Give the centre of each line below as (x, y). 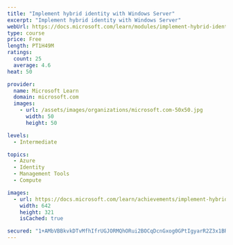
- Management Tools (42, 174)
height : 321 (37, 212)
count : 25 (27, 59)
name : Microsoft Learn (46, 91)
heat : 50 (20, 71)
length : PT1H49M (31, 46)
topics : (18, 154)
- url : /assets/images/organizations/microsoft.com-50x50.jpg (111, 110)
